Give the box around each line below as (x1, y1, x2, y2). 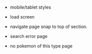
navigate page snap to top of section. (10, 23, 88, 29)
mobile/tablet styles (10, 4, 51, 10)
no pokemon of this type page (10, 43, 73, 49)
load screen (10, 14, 35, 19)
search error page (10, 33, 48, 39)
